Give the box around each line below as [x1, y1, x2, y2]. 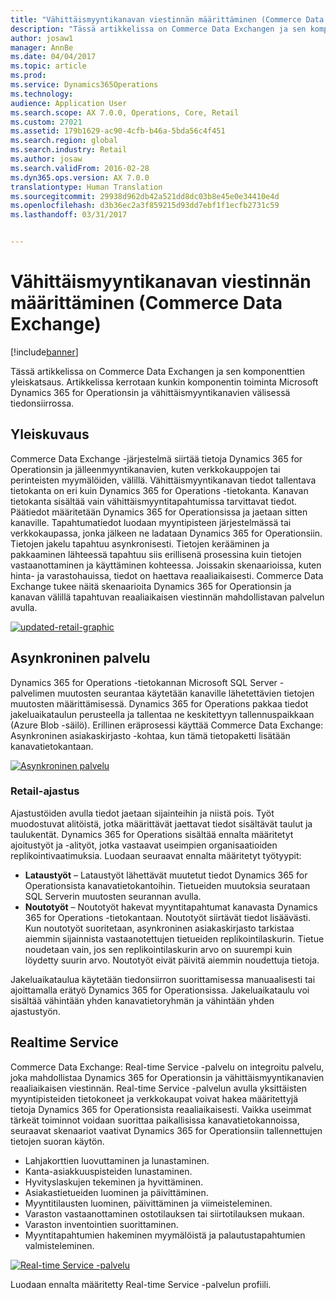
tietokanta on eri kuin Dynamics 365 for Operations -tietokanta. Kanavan [10, 484, 309, 496]
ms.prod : [10, 71, 47, 81]
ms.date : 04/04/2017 [10, 52, 97, 62]
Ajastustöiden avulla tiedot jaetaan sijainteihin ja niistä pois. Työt [10, 807, 275, 819]
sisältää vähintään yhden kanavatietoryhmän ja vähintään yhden [10, 994, 275, 1006]
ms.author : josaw [10, 154, 83, 164]
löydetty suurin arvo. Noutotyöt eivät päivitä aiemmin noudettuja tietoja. [24, 954, 320, 966]
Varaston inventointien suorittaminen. [24, 1218, 179, 1230]
